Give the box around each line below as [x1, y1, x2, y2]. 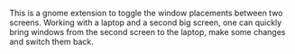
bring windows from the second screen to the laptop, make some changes [9, 27, 286, 37]
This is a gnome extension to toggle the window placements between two [9, 8, 283, 18]
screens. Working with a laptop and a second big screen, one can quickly [9, 17, 282, 28]
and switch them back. [9, 36, 95, 47]
